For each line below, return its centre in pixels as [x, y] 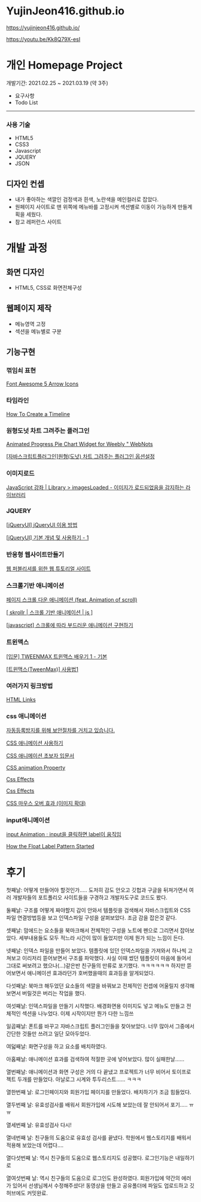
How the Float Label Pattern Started [50, 846]
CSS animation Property [36, 768]
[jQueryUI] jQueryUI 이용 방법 [42, 524]
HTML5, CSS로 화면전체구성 [48, 287]
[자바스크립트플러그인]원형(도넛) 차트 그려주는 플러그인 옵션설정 [80, 457]
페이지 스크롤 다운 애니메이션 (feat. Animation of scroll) [72, 600]
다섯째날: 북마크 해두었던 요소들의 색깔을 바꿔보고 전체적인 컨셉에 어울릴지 [92, 986]
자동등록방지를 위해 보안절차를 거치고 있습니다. [61, 730]
